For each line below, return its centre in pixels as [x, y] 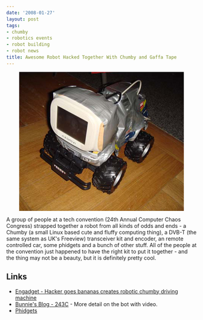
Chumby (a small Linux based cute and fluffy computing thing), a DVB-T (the [101, 232]
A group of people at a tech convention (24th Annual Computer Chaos [94, 219]
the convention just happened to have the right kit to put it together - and [97, 251]
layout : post [23, 19]
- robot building [28, 45]
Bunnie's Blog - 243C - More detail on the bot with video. [86, 304]
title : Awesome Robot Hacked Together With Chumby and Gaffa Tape [92, 57]
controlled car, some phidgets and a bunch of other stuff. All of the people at [101, 245]
